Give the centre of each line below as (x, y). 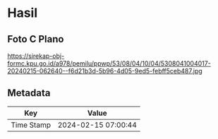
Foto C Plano (36, 39)
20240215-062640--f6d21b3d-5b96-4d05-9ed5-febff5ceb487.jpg (105, 71)
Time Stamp (31, 125)
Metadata (29, 93)
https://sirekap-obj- (36, 56)
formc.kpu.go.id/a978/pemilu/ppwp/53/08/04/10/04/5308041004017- (109, 64)
